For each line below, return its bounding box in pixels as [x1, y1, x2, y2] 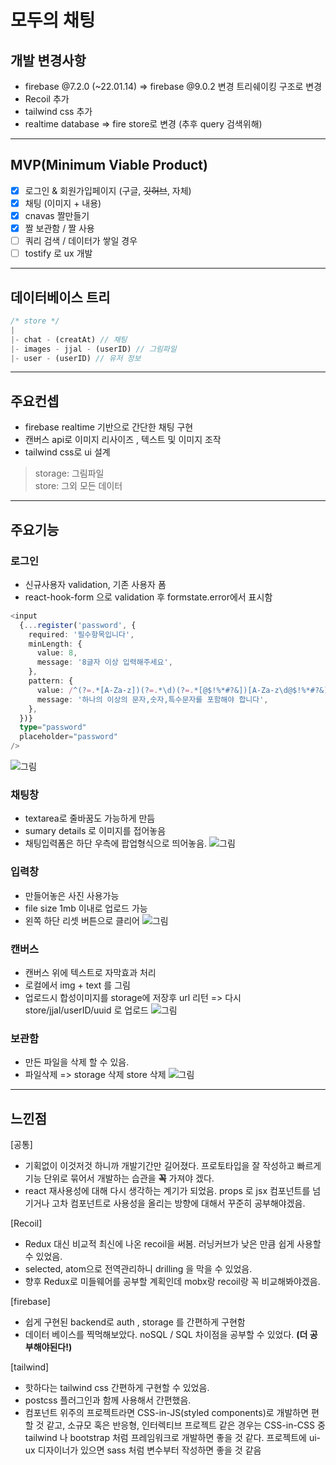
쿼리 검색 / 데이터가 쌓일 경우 [24, 235, 138, 247]
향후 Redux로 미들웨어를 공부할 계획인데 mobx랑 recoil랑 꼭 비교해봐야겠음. [24, 1276, 321, 1287]
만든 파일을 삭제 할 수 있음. [24, 1056, 130, 1068]
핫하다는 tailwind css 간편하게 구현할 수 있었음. [24, 1382, 210, 1393]
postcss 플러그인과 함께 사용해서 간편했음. [24, 1394, 192, 1406]
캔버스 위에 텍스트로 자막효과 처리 [24, 966, 157, 978]
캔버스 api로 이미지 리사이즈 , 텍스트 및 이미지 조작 [24, 434, 222, 446]
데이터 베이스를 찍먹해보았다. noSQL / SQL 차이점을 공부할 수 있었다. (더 [24, 1329, 308, 1340]
